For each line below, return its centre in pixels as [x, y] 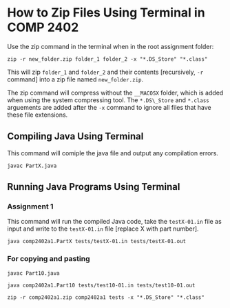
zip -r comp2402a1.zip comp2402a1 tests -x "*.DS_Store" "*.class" [106, 297]
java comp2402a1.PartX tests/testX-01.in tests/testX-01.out [97, 242]
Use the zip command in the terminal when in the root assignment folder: [111, 46]
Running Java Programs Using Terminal [94, 187]
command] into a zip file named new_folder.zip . [75, 79]
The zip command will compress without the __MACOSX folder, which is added [115, 93]
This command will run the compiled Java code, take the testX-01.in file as [114, 222]
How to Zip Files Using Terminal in [106, 13]
